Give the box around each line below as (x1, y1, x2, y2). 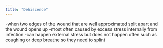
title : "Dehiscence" (5, 7, 49, 12)
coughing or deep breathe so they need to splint (5, 37, 106, 43)
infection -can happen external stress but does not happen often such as (5, 31, 157, 37)
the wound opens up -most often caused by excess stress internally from (5, 26, 157, 32)
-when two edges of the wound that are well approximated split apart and (5, 21, 158, 27)
